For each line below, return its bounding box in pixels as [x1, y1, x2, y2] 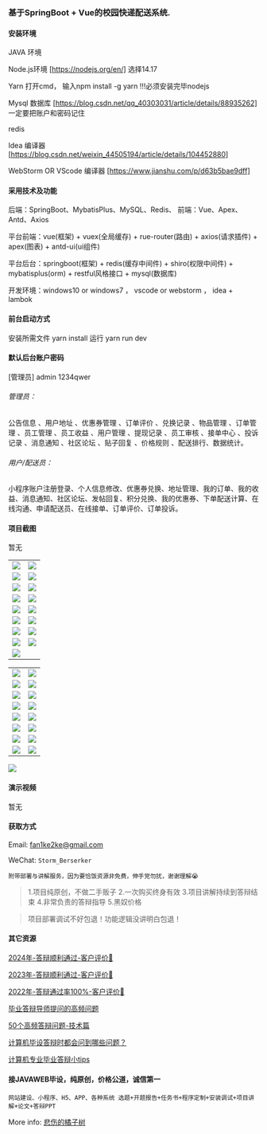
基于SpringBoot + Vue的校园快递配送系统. [8, 6, 171, 18]
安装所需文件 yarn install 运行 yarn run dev [8, 333, 147, 343]
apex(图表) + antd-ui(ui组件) [8, 241, 101, 252]
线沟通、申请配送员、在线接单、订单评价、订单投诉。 [8, 504, 183, 513]
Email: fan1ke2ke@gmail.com [8, 839, 103, 850]
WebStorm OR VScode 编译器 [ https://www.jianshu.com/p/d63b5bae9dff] [8, 166, 250, 176]
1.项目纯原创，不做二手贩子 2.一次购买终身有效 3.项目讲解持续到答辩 [27, 887, 252, 897]
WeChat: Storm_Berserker [8, 855, 92, 865]
